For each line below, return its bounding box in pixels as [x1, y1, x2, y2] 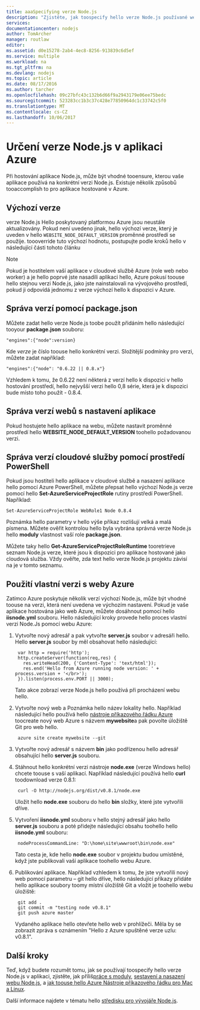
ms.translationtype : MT [6, 103, 65, 109]
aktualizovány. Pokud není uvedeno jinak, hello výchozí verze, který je [6, 225, 177, 232]
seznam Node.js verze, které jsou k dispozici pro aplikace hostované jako [6, 549, 186, 556]
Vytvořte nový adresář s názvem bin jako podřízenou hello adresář [14, 746, 179, 753]
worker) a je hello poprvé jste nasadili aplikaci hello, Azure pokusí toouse [6, 273, 185, 280]
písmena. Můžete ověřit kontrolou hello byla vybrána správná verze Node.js [6, 524, 192, 532]
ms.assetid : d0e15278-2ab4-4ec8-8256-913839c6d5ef [6, 48, 135, 54]
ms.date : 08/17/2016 [6, 81, 58, 87]
